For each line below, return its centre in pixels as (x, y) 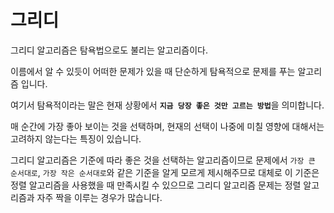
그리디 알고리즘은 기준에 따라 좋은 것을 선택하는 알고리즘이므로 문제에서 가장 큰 (163, 160)
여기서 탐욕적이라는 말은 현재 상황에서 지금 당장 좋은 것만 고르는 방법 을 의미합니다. (167, 105)
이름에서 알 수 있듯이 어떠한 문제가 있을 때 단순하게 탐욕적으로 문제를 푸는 (153, 71)
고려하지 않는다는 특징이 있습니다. (76, 138)
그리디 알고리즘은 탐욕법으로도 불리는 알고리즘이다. (109, 50)
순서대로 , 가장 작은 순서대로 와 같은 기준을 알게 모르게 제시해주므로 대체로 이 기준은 (165, 172)
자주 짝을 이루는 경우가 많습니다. (99, 197)
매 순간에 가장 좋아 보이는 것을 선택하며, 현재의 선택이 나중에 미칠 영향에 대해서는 (167, 126)
